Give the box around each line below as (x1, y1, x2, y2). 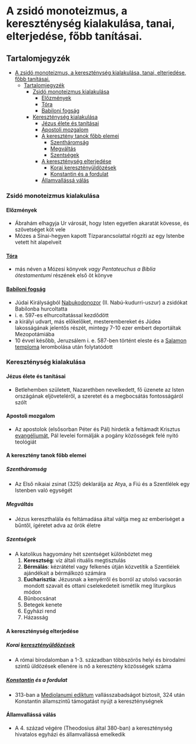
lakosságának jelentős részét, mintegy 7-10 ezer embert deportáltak (14, 324, 182, 331)
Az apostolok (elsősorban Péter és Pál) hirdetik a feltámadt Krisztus (14, 425, 181, 433)
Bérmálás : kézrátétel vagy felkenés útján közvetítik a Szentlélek (23, 563, 180, 571)
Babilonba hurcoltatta (14, 305, 68, 312)
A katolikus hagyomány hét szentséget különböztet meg (14, 550, 153, 558)
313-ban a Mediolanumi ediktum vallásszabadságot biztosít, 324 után (14, 691, 185, 698)
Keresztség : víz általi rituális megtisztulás (23, 557, 126, 564)
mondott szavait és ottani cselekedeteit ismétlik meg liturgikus (23, 582, 176, 590)
